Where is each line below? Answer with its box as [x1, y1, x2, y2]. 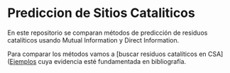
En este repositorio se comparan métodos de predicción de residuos [7, 28, 208, 37]
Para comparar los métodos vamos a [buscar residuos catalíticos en [7, 50, 207, 58]
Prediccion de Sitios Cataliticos [7, 5, 195, 21]
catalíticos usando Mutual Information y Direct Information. [7, 35, 180, 44]
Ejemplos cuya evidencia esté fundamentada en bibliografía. [9, 57, 187, 65]
